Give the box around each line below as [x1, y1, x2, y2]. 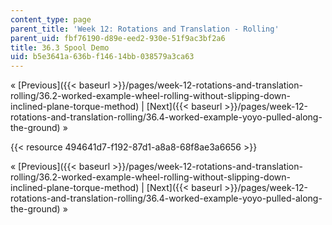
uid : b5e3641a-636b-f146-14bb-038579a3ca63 [10, 52, 195, 62]
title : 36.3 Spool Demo [10, 42, 110, 53]
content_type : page [10, 14, 92, 25]
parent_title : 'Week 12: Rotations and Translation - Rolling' [10, 24, 280, 34]
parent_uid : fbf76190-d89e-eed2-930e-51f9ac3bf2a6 [10, 33, 226, 43]
